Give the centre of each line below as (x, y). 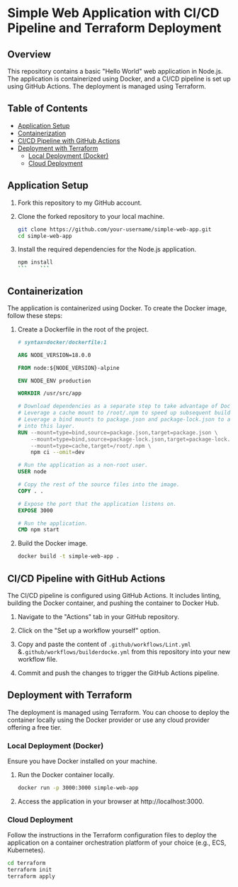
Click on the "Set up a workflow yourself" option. (89, 631)
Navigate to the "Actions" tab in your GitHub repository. (98, 617)
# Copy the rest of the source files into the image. (98, 485)
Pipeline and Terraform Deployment (114, 28)
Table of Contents (48, 109)
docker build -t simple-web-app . (68, 557)
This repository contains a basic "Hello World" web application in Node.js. (115, 71)
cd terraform (27, 863)
